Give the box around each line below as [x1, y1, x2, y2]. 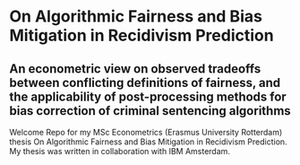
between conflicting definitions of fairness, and [9, 74, 281, 91]
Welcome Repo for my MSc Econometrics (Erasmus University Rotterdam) [9, 127, 283, 137]
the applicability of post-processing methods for [9, 89, 287, 104]
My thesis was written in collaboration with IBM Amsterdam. [9, 146, 231, 156]
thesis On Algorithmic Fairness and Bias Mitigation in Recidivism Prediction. [9, 136, 288, 147]
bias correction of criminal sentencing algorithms [9, 103, 291, 118]
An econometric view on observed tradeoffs [9, 61, 261, 76]
